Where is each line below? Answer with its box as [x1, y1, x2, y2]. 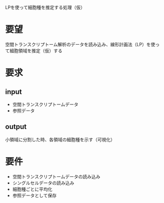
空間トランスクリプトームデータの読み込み [12, 173, 101, 179]
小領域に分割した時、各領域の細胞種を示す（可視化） [5, 136, 115, 142]
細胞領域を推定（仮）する [9, 47, 63, 54]
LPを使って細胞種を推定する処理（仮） [5, 5, 85, 10]
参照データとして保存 [12, 192, 57, 198]
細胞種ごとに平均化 [12, 186, 53, 192]
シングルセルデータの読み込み [12, 180, 74, 186]
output [5, 123, 27, 131]
